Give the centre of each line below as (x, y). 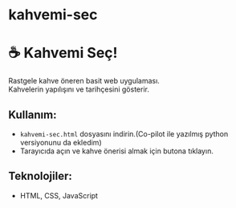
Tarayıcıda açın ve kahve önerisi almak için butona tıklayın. (117, 151)
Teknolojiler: (40, 176)
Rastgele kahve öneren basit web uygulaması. (84, 81)
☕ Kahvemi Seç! (63, 53)
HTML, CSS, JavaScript (59, 195)
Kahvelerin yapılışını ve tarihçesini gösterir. (79, 89)
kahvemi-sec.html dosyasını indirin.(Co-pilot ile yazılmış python (124, 133)
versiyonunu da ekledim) (61, 142)
